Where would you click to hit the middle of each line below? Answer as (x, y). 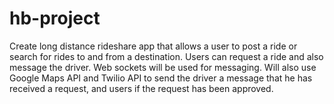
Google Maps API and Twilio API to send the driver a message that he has (161, 78)
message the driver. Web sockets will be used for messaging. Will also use (163, 67)
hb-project (55, 18)
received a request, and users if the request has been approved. (141, 88)
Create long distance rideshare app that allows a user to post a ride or (153, 46)
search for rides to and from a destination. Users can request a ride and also (166, 56)
